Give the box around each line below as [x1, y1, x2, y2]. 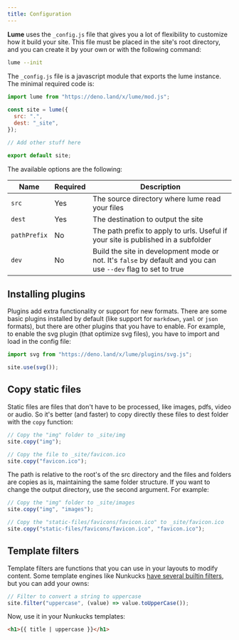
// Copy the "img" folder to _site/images [7, 499, 135, 506]
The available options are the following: [7, 164, 123, 173]
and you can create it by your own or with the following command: [7, 45, 201, 53]
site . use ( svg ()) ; [7, 364, 59, 371]
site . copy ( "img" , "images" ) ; [7, 506, 94, 513]
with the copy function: [7, 417, 73, 426]
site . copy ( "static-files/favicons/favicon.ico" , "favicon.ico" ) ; [7, 525, 205, 533]
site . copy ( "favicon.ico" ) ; [7, 457, 87, 465]
